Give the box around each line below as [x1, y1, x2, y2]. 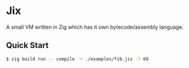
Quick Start [6, 40, 49, 50]
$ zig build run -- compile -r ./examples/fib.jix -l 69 [6, 56, 149, 62]
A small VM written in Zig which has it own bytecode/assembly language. [6, 23, 184, 30]
